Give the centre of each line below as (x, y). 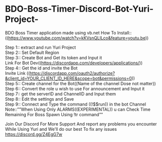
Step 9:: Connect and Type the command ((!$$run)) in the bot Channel (76, 104)
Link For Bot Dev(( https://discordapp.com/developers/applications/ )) (74, 63)
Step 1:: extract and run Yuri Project (41, 47)
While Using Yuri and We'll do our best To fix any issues (61, 129)
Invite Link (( (18, 73)
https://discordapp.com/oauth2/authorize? (72, 73)
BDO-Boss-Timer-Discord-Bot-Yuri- (79, 9)
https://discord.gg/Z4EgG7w (34, 134)
